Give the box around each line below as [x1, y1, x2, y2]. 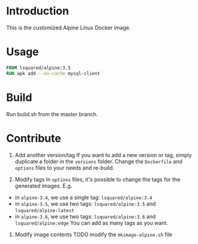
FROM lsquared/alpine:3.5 [6, 65, 71, 71]
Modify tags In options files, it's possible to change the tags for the [14, 176, 181, 183]
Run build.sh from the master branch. [6, 110, 98, 118]
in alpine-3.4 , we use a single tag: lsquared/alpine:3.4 [14, 194, 153, 201]
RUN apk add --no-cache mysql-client [6, 70, 100, 76]
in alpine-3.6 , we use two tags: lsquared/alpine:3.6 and [14, 213, 156, 220]
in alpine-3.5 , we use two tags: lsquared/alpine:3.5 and [14, 200, 156, 207]
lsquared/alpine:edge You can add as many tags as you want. [14, 219, 169, 226]
